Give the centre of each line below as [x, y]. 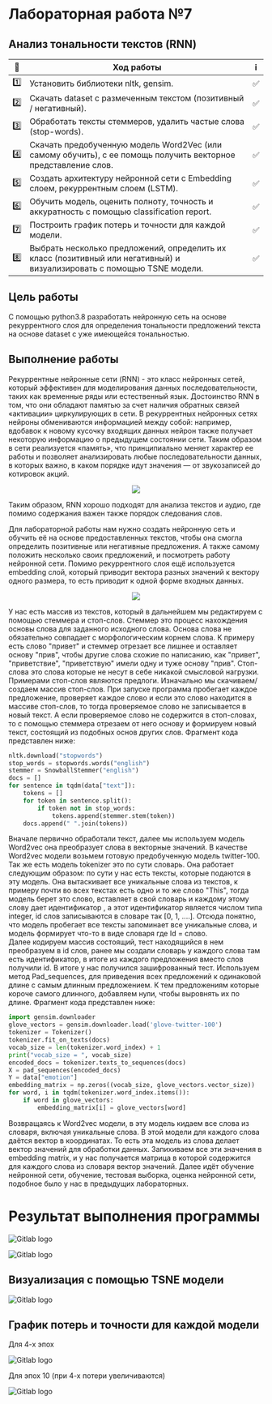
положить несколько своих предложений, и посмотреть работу [119, 554]
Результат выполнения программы [134, 1216]
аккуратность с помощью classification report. [121, 212]
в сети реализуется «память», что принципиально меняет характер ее [131, 447]
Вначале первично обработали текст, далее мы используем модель [127, 839]
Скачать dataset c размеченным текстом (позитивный [137, 98]
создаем [23, 689]
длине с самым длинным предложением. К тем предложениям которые [134, 985]
